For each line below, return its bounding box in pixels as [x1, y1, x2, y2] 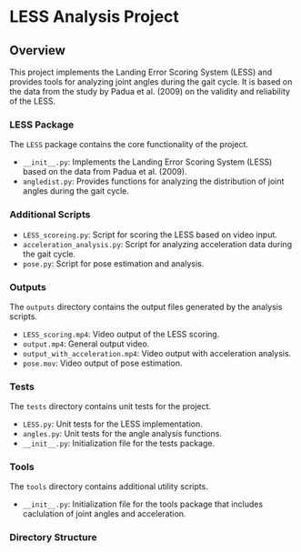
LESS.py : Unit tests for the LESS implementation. [22, 418, 203, 429]
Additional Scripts [9, 208, 91, 221]
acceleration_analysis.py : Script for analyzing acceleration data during [22, 238, 293, 249]
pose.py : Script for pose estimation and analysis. [22, 257, 205, 269]
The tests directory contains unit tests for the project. [9, 401, 212, 412]
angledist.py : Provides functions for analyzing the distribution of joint [22, 176, 285, 187]
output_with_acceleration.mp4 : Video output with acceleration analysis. [22, 347, 292, 358]
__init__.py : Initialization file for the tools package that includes [22, 498, 264, 510]
